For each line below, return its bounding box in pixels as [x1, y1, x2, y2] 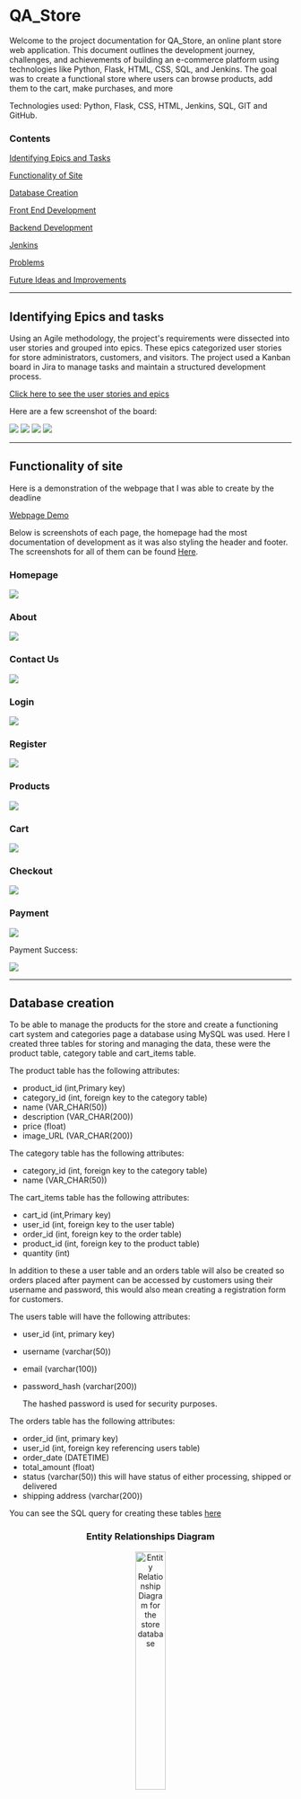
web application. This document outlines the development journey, [9, 44, 255, 55]
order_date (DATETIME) [21, 1452, 110, 1463]
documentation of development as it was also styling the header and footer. [9, 536, 288, 547]
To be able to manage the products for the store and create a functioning [9, 1019, 279, 1030]
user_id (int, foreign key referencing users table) [21, 1443, 201, 1454]
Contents [9, 132, 51, 145]
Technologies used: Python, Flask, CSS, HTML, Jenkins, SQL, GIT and [9, 100, 268, 111]
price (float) [21, 1121, 67, 1132]
